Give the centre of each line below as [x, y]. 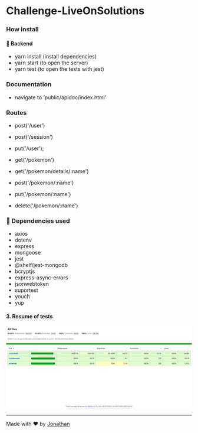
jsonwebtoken [32, 284]
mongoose [28, 253]
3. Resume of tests [29, 316]
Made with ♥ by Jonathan [38, 424]
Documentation [29, 84]
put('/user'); [29, 148]
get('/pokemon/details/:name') [52, 171]
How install [23, 30]
